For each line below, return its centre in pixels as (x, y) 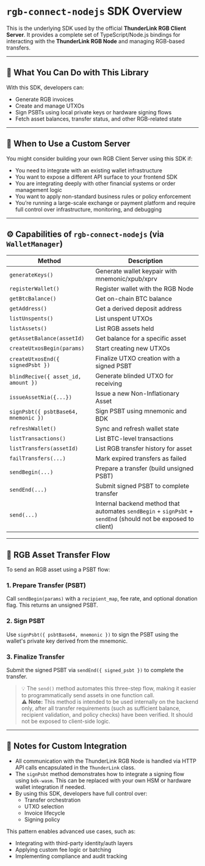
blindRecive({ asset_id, (45, 377)
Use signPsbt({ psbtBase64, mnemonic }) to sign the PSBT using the (92, 634)
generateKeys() (31, 275)
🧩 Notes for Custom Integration (67, 746)
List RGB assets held (125, 328)
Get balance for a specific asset (141, 339)
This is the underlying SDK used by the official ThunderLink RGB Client (96, 28)
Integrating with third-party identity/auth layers (74, 843)
